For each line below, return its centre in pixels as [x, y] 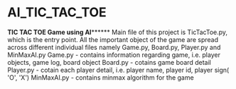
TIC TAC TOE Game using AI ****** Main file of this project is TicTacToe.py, [118, 32]
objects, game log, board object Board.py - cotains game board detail [109, 62]
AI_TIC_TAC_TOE [57, 12]
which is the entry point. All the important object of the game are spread [113, 39]
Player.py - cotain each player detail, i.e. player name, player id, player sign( [118, 70]
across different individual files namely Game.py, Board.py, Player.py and [114, 47]
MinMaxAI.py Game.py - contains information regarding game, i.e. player [114, 55]
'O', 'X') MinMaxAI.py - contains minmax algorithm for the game [101, 77]
